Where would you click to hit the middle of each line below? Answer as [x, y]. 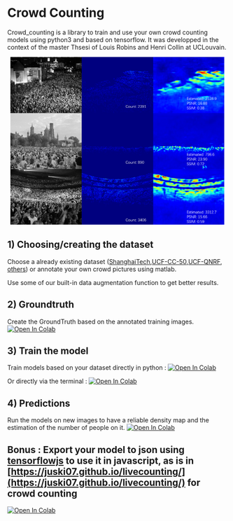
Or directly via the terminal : [47, 381]
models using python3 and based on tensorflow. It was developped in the [113, 39]
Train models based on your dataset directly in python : [87, 368]
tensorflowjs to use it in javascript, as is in [101, 460]
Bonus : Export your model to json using [96, 450]
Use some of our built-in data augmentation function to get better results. [113, 282]
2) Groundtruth [41, 305]
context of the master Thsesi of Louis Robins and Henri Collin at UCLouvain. [117, 47]
